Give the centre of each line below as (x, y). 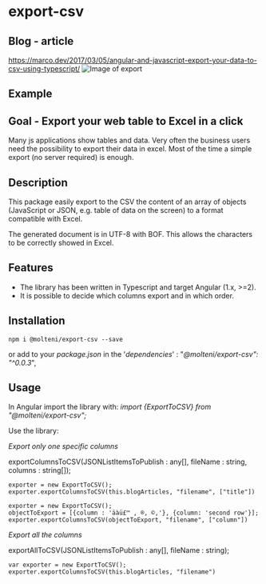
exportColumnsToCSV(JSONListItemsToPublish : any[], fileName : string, (128, 462)
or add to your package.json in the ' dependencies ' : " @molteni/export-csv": (133, 354)
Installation (37, 321)
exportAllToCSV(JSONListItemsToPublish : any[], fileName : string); (119, 550)
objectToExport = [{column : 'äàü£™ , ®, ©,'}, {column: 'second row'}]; (134, 513)
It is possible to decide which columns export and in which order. (127, 295)
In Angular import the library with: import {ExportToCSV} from (110, 407)
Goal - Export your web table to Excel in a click (126, 121)
